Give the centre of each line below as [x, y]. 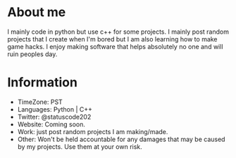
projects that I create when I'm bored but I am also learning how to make [112, 39]
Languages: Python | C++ [55, 109]
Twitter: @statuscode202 [54, 117]
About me [37, 12]
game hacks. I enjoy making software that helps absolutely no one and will [115, 46]
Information [42, 83]
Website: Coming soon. [51, 124]
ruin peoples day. [32, 54]
